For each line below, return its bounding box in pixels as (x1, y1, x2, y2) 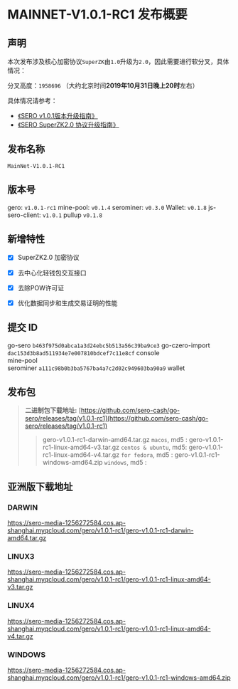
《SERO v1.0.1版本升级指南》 (17, 112, 98, 120)
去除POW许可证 (17, 283, 65, 292)
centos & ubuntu (120, 444, 169, 452)
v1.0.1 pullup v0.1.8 (42, 211, 103, 219)
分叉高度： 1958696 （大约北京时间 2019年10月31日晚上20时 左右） (7, 81, 199, 90)
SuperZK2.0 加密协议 (17, 253, 80, 262)
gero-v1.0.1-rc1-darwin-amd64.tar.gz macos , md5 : (42, 436, 188, 444)
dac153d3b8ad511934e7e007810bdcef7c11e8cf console (7, 348, 160, 357)
